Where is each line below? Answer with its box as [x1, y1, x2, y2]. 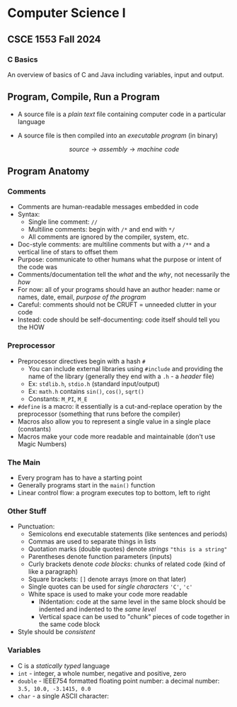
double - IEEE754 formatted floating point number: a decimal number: [17, 677, 220, 685]
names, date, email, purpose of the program [17, 293, 146, 302]
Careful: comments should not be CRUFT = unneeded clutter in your [17, 300, 217, 309]
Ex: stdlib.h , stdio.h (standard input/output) [28, 379, 161, 388]
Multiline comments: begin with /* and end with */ [28, 225, 175, 234]
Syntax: [17, 210, 40, 219]
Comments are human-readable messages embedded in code [17, 203, 200, 211]
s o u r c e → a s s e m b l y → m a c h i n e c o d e [69, 145, 180, 153]
